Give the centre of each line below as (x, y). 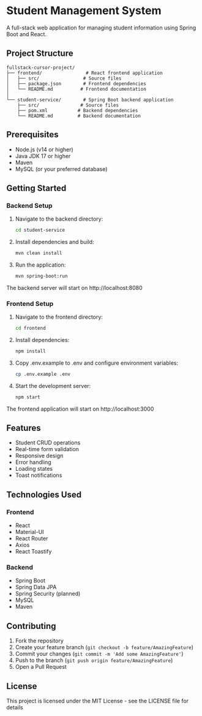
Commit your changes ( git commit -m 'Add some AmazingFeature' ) (99, 654)
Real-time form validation (47, 449)
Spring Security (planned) (48, 594)
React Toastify (33, 552)
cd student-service (40, 230)
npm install (30, 351)
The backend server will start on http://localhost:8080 (74, 288)
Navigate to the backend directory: (59, 219)
